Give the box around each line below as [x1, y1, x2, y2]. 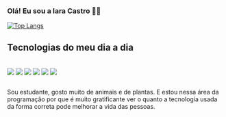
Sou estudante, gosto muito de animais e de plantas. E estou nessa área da [7, 88, 219, 96]
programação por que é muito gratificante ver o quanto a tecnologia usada [7, 95, 218, 103]
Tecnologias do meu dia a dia [7, 41, 134, 53]
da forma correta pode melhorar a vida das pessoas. [7, 103, 155, 111]
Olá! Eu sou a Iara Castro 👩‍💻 [7, 6, 101, 16]
